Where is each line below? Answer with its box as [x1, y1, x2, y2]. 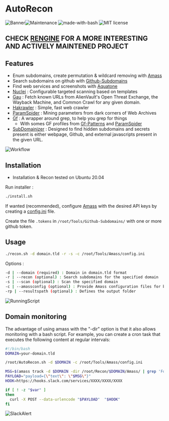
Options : [5, 260, 24, 267]
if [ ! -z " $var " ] [5, 387, 46, 392]
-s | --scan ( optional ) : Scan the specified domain [5, 280, 118, 285]
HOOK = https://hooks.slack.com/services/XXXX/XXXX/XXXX [5, 378, 123, 384]
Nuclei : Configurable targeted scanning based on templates [12, 89, 138, 95]
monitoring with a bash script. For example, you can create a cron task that [5, 331, 161, 337]
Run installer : [5, 184, 34, 190]
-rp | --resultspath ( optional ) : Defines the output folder [5, 289, 136, 294]
